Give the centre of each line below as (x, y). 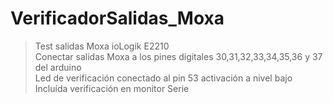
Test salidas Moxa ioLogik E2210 (102, 46)
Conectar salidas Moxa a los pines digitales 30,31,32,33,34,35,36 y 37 (178, 56)
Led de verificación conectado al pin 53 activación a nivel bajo (163, 78)
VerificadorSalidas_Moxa (117, 18)
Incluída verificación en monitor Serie (112, 88)
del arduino (58, 67)
